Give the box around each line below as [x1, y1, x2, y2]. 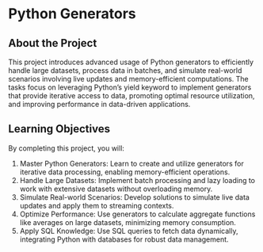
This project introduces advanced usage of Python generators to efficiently [8, 57, 254, 67]
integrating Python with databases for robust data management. [19, 235, 229, 244]
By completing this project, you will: [8, 143, 125, 153]
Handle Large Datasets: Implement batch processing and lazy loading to [19, 175, 256, 185]
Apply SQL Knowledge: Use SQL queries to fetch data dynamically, [19, 226, 238, 235]
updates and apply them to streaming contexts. [19, 200, 174, 210]
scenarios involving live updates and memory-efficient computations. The [8, 74, 250, 83]
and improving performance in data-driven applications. [8, 100, 191, 109]
